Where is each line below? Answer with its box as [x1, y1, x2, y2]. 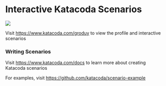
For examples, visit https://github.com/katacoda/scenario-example [5, 75, 146, 81]
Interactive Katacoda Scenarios [5, 4, 142, 15]
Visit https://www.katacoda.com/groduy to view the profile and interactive [5, 30, 161, 36]
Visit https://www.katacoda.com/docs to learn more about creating [5, 60, 146, 66]
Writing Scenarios [5, 48, 51, 55]
